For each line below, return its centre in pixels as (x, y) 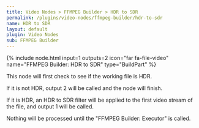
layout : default (27, 29)
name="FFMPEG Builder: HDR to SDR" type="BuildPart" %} (81, 64)
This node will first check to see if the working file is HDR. (79, 76)
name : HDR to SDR (28, 23)
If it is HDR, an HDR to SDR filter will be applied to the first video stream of (99, 100)
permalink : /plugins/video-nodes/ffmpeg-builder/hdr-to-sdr (85, 18)
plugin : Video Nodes (33, 35)
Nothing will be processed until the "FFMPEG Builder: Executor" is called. (99, 118)
